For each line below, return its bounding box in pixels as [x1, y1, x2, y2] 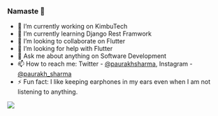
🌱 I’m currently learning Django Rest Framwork [17, 29, 152, 38]
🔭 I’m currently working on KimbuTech [17, 22, 128, 31]
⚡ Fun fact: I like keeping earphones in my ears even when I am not [17, 78, 211, 86]
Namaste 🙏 [7, 6, 45, 16]
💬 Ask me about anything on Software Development [17, 52, 166, 60]
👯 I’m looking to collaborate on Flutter [17, 37, 126, 45]
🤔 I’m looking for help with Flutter [17, 45, 113, 53]
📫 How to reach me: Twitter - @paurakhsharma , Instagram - [17, 59, 193, 68]
